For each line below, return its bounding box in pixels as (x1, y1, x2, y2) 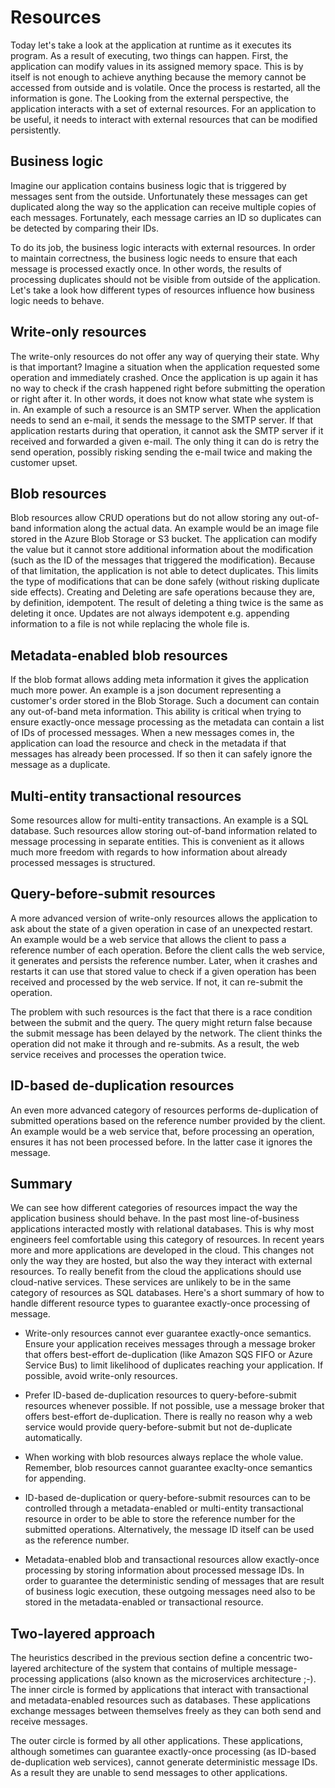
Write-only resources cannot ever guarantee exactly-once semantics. (24, 1327, 312, 1340)
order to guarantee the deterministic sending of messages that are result (24, 1575, 325, 1587)
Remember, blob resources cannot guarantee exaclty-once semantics (24, 1462, 313, 1474)
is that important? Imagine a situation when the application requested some (10, 361, 320, 373)
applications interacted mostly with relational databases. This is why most (10, 1223, 315, 1235)
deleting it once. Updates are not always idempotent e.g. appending (10, 607, 290, 620)
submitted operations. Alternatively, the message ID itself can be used (24, 1524, 315, 1536)
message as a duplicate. (10, 759, 111, 771)
